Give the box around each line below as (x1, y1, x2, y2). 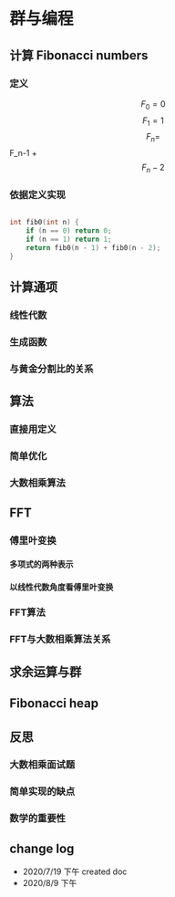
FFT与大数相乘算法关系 (9, 633, 111, 646)
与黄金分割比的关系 (9, 362, 94, 375)
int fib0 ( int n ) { (9, 218, 79, 227)
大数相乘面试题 (9, 758, 76, 771)
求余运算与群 (9, 663, 82, 680)
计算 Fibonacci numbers (9, 47, 149, 63)
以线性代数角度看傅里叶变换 (9, 581, 114, 592)
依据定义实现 (9, 188, 67, 201)
